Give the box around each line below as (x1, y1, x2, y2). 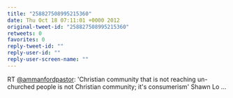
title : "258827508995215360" (7, 10, 92, 17)
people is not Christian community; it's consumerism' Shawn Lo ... (36, 82, 227, 91)
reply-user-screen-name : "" (7, 56, 89, 63)
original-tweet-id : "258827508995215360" (7, 23, 130, 30)
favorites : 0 (7, 36, 45, 43)
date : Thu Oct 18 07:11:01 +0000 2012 (7, 17, 120, 24)
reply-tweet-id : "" (7, 43, 64, 50)
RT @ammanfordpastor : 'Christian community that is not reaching (7, 75, 197, 83)
